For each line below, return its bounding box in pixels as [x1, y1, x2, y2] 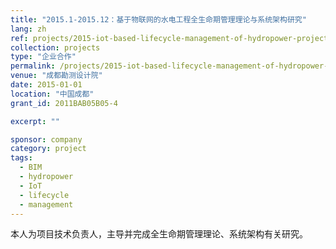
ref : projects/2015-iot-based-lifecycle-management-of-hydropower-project [10, 33, 329, 43]
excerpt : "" [10, 116, 60, 126]
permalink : [10, 61, 56, 71]
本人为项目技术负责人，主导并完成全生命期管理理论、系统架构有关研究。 [10, 228, 308, 240]
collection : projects [10, 42, 101, 53]
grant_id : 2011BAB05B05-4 [10, 98, 118, 108]
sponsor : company [10, 134, 83, 145]
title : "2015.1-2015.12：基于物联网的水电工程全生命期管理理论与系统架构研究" [10, 14, 307, 25]
